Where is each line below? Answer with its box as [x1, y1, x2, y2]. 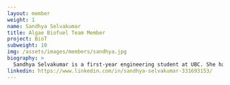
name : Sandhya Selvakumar [7, 23, 81, 29]
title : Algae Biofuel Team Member [7, 29, 106, 36]
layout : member [7, 10, 51, 17]
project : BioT [7, 36, 48, 42]
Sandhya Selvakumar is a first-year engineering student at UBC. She [13, 61, 216, 68]
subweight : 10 [7, 42, 48, 49]
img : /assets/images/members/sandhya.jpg [7, 49, 127, 56]
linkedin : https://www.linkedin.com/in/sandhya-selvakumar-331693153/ [7, 67, 213, 74]
